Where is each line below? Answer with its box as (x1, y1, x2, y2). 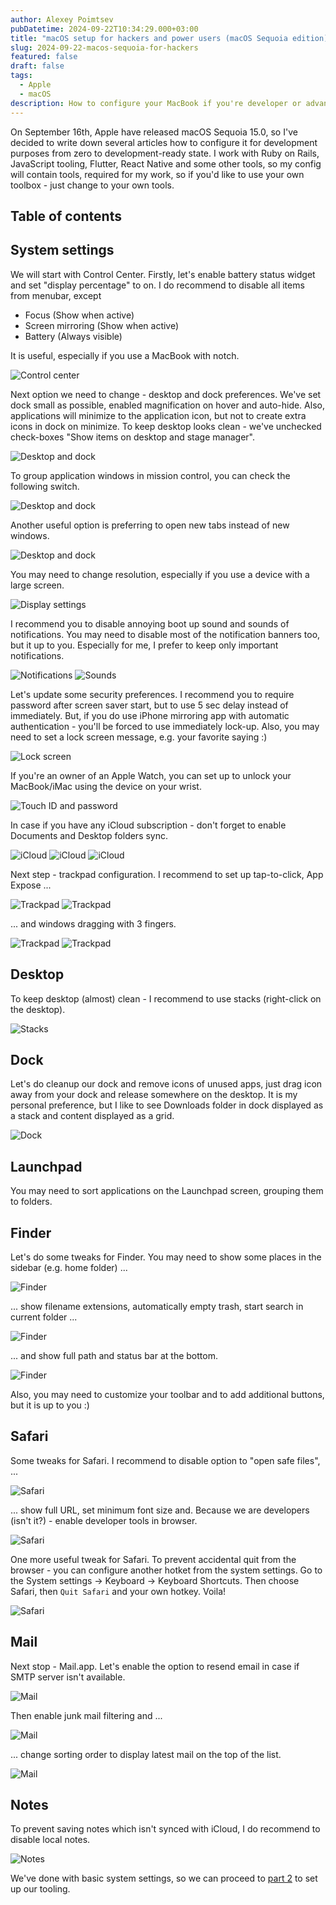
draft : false (10, 61, 65, 71)
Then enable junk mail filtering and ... (10, 1709, 163, 1721)
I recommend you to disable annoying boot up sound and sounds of (10, 617, 290, 630)
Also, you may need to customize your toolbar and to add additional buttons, (10, 1388, 325, 1400)
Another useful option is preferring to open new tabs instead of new (10, 519, 290, 531)
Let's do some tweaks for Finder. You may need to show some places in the (10, 1251, 322, 1263)
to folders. (10, 1196, 53, 1208)
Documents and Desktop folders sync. (10, 829, 169, 841)
